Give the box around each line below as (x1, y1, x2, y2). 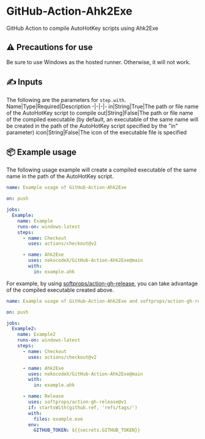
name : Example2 (17, 332, 56, 338)
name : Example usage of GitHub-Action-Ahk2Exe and (6, 298, 138, 304)
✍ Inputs (6, 77, 43, 87)
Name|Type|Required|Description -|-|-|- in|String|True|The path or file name (6, 103, 199, 110)
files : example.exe (33, 416, 84, 422)
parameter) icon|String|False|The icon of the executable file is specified (6, 128, 187, 136)
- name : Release (22, 393, 64, 399)
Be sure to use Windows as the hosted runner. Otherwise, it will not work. (6, 58, 191, 65)
